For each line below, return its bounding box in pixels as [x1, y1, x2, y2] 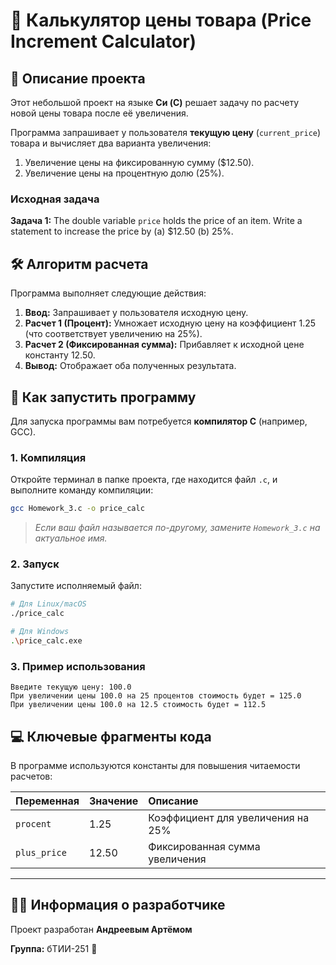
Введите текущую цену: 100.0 [10, 682, 132, 693]
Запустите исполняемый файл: [10, 580, 142, 592]
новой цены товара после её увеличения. [10, 107, 189, 119]
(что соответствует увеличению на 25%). [24, 328, 203, 340]
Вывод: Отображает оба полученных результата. [24, 360, 237, 372]
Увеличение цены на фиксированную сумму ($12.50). [24, 157, 255, 168]
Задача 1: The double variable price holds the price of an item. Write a [10, 215, 303, 227]
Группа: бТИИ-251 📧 [10, 942, 98, 954]
